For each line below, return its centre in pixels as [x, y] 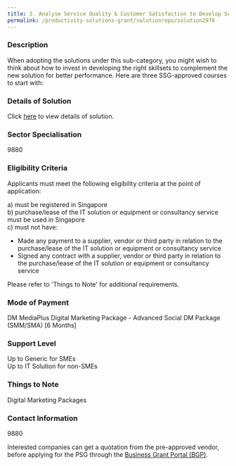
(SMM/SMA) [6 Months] [42, 325]
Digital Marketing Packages [47, 400]
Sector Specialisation [45, 134]
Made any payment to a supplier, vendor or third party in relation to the [120, 241]
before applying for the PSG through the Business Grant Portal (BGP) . [108, 454]
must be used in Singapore [46, 220]
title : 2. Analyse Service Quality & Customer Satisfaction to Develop [114, 14]
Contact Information [43, 418]
